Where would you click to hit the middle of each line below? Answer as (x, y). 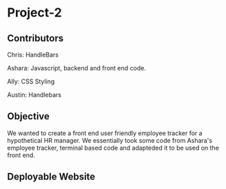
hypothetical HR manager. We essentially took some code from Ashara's (110, 140)
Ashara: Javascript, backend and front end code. (76, 68)
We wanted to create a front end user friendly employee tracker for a (105, 133)
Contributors (35, 38)
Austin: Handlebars (34, 95)
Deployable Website (51, 177)
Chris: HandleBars (33, 54)
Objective (29, 116)
